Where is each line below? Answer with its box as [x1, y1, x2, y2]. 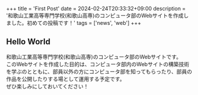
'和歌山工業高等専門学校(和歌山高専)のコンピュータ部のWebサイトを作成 [6, 12, 184, 19]
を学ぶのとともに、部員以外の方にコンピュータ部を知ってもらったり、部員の [6, 68, 193, 75]
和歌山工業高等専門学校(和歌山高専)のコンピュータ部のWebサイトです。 [6, 53, 182, 60]
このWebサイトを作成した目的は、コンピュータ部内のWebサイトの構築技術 [6, 60, 190, 67]
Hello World [6, 37, 50, 47]
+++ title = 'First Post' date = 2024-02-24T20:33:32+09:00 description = [6, 5, 186, 12]
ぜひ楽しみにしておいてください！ [6, 83, 89, 90]
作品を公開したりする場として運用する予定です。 [6, 75, 126, 82]
